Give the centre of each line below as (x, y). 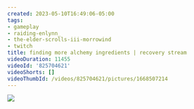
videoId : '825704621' (39, 66)
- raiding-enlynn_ (34, 33)
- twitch (20, 46)
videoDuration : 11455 (39, 59)
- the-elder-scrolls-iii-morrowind (59, 40)
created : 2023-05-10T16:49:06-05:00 (61, 14)
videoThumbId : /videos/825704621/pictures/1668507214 (88, 79)
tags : (15, 20)
